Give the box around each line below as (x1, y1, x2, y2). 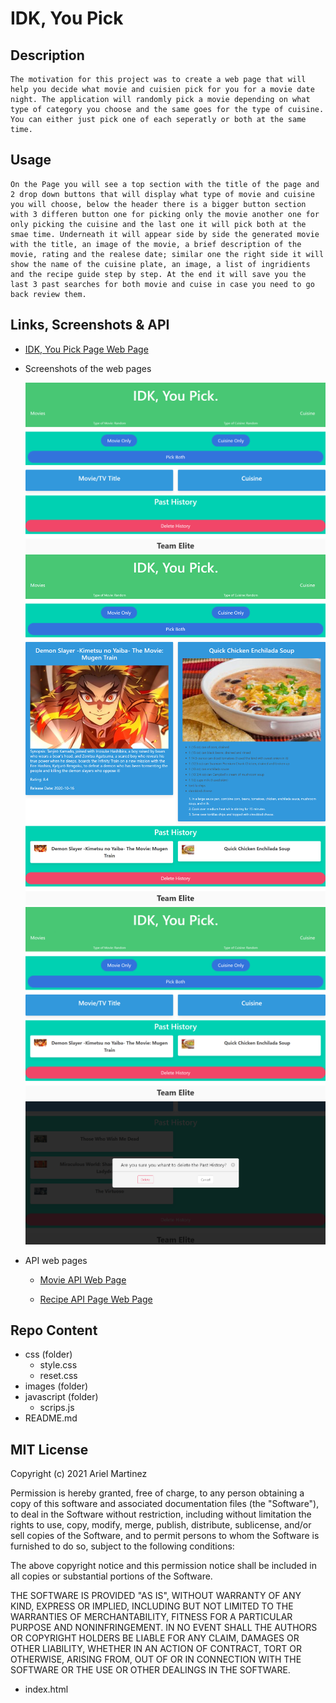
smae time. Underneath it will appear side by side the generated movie (10, 229, 320, 239)
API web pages (24, 1254, 88, 1266)
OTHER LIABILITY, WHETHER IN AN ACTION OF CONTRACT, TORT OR (10, 1643, 302, 1655)
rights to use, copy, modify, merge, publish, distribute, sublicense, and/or (10, 1519, 312, 1531)
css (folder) (24, 1348, 73, 1361)
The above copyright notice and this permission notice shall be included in (10, 1560, 317, 1572)
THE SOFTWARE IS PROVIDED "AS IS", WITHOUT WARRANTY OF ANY (10, 1590, 302, 1602)
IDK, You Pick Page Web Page (24, 343, 149, 355)
